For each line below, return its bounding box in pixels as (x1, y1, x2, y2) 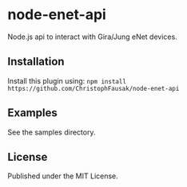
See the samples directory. (7, 127, 96, 137)
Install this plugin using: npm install (7, 76, 127, 85)
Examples (7, 106, 58, 120)
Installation (7, 55, 65, 68)
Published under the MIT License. (7, 171, 119, 181)
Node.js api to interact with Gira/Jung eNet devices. (7, 32, 177, 41)
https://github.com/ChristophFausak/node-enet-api (7, 84, 180, 92)
